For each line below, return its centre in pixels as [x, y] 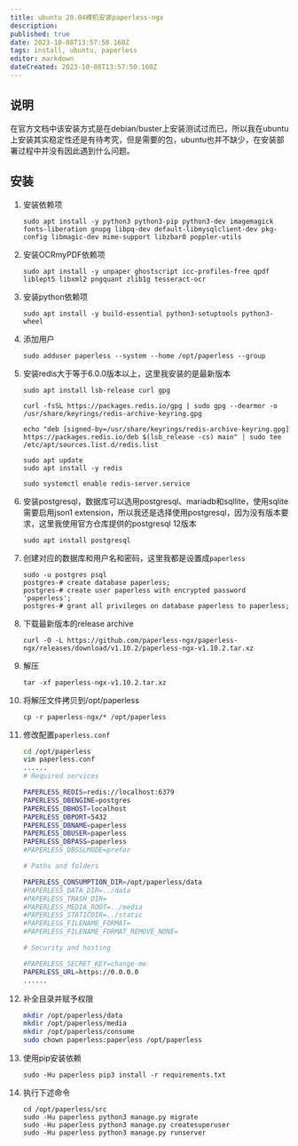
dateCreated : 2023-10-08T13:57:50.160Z [84, 68]
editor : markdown [42, 59]
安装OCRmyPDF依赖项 [64, 254]
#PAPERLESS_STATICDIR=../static [82, 915]
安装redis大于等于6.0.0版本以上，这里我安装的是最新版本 [127, 373]
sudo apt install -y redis [73, 468]
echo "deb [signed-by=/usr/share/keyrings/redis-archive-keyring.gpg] [156, 429]
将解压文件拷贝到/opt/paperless [81, 700]
